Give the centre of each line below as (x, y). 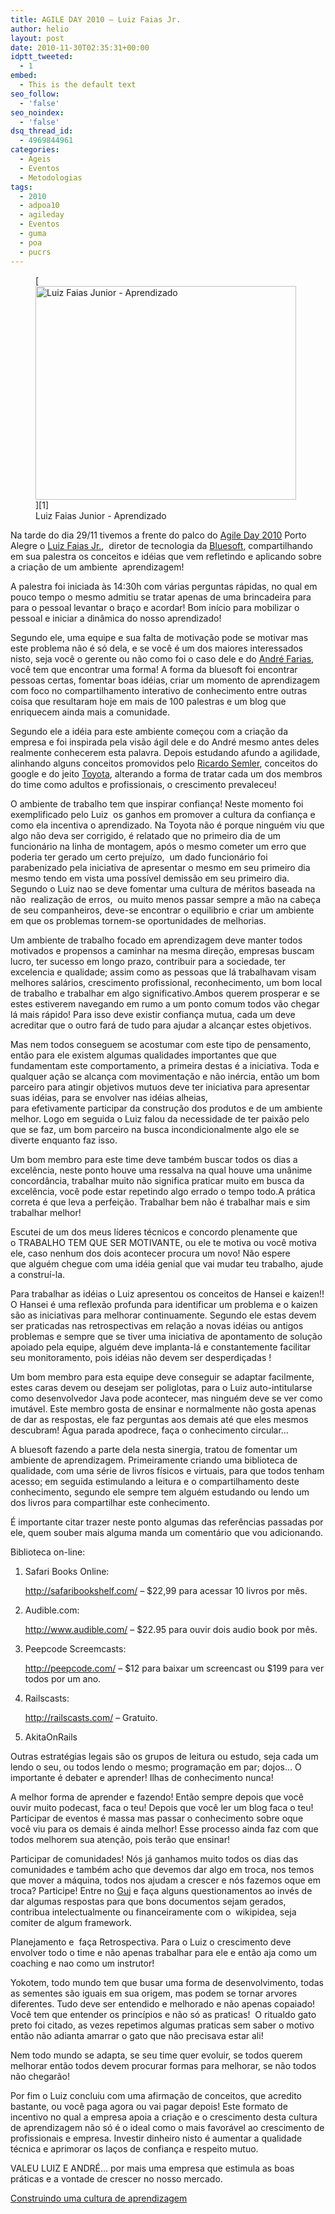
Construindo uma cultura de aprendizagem (99, 2198)
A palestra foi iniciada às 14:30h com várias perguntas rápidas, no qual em (164, 586)
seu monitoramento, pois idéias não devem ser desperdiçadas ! (141, 1357)
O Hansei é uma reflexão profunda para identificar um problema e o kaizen (164, 1304)
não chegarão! (40, 2076)
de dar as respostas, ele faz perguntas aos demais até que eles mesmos (159, 1419)
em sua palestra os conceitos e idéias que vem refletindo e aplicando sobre (166, 556)
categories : (35, 150)
